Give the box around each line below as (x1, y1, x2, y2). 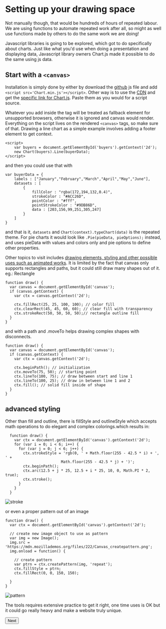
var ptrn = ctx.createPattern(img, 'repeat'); (14, 562, 113, 567)
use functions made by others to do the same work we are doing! (5, 30, 139, 36)
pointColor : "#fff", (31, 198, 77, 203)
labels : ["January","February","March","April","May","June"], (14, 176, 151, 181)
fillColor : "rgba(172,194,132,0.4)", (31, 189, 113, 194)
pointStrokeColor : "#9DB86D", (31, 202, 97, 208)
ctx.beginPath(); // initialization (14, 365, 91, 370)
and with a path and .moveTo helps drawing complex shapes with (5, 328, 140, 334)
